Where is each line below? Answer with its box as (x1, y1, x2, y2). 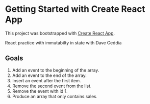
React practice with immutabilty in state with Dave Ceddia (5, 39, 122, 45)
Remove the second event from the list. (12, 83, 92, 89)
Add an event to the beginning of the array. (12, 67, 100, 73)
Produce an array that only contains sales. (12, 93, 98, 99)
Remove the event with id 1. (12, 88, 68, 94)
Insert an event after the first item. (12, 77, 81, 83)
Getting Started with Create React (5, 3, 146, 15)
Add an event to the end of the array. (12, 72, 87, 78)
